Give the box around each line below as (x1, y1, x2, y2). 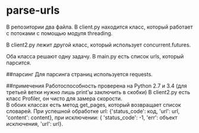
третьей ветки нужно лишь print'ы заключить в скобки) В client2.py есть (6, 88, 191, 95)
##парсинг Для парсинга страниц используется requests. (6, 70, 153, 78)
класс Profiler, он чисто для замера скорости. (6, 95, 123, 102)
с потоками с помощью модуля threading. (6, 29, 113, 36)
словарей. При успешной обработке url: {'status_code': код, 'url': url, (6, 107, 180, 115)
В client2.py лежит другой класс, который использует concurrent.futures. (6, 41, 191, 48)
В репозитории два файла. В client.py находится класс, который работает (6, 23, 193, 30)
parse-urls (6, 4, 60, 17)
